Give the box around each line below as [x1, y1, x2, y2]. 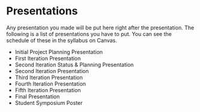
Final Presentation [14, 93, 60, 100]
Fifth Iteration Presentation [14, 86, 81, 93]
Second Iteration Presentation [14, 67, 89, 74]
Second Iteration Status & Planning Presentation [14, 61, 134, 68]
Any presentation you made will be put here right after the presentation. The [6, 24, 195, 31]
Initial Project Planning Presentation [14, 48, 103, 55]
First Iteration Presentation [14, 55, 81, 62]
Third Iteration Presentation [14, 74, 83, 81]
